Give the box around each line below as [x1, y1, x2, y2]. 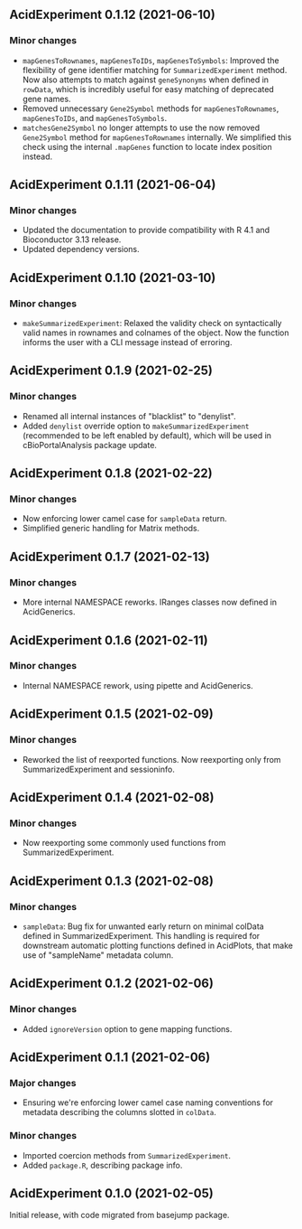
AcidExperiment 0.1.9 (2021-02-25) [9, 363, 214, 379]
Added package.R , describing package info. [22, 1159, 183, 1170]
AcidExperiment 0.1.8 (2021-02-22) [9, 465, 214, 482]
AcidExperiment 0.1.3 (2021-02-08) [9, 873, 215, 888]
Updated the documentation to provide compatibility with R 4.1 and [22, 225, 270, 236]
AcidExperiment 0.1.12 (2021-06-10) [9, 7, 216, 23]
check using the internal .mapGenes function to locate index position [22, 141, 272, 152]
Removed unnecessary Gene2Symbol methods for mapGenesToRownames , [22, 103, 279, 114]
